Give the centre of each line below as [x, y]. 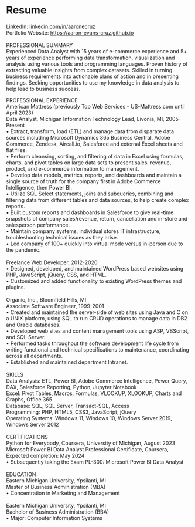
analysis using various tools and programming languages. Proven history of [97, 64]
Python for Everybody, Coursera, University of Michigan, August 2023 [91, 443]
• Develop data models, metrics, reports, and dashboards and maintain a [94, 175]
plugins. [16, 287]
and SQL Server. [26, 337]
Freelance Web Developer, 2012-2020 [52, 262]
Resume [26, 10]
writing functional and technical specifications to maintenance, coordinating [97, 349]
